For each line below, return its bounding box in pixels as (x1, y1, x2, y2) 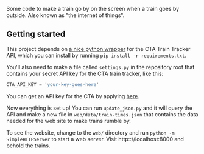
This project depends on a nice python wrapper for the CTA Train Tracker (6, 45, 191, 52)
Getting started (6, 29, 66, 39)
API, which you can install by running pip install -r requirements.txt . (6, 52, 187, 59)
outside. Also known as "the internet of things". (6, 12, 125, 19)
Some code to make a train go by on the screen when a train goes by (6, 5, 180, 12)
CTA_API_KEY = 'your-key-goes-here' (6, 81, 99, 87)
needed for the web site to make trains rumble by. (6, 117, 131, 124)
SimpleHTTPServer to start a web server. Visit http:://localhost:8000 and (6, 135, 185, 142)
